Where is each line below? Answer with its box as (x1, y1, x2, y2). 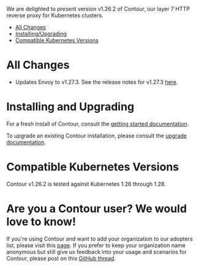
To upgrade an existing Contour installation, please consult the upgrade (6, 132, 187, 139)
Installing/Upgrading (15, 30, 67, 37)
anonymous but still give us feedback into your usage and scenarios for (6, 248, 187, 255)
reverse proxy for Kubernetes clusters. (6, 12, 104, 19)
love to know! (6, 215, 77, 229)
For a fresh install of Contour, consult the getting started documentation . (6, 120, 189, 128)
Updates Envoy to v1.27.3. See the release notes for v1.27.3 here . (15, 78, 178, 85)
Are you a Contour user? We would (6, 202, 187, 215)
